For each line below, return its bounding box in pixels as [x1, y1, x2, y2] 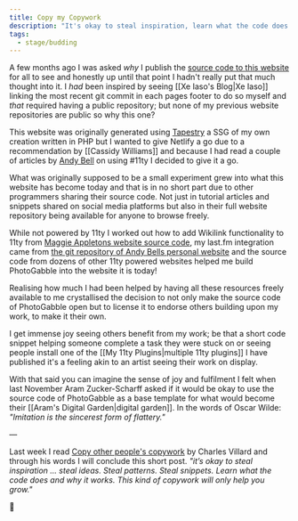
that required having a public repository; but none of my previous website [9, 100, 279, 111]
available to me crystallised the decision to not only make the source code [9, 292, 281, 303]
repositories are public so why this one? [9, 110, 156, 120]
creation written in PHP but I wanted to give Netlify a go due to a [9, 136, 245, 147]
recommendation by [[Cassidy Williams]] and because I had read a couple [9, 146, 281, 157]
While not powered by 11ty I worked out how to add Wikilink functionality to [9, 228, 285, 239]
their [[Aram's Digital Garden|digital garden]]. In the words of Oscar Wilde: [9, 403, 282, 413]
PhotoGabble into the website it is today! [9, 265, 157, 276]
